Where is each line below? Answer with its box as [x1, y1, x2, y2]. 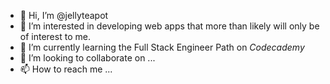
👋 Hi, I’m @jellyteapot [19, 10, 109, 21]
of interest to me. [19, 31, 91, 42]
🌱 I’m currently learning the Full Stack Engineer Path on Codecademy [19, 41, 305, 53]
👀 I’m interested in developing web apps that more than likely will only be [19, 20, 320, 32]
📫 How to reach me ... [19, 63, 113, 75]
